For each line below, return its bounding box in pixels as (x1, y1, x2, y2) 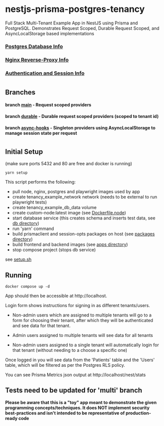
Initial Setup (5, 147, 43, 156)
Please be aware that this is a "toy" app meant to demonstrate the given (5, 399, 157, 405)
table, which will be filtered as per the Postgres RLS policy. (5, 362, 125, 368)
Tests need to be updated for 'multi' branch (5, 386, 143, 395)
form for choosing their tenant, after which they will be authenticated (12, 318, 153, 323)
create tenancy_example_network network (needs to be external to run (12, 194, 158, 200)
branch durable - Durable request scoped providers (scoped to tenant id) (5, 113, 159, 119)
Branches (5, 88, 36, 97)
